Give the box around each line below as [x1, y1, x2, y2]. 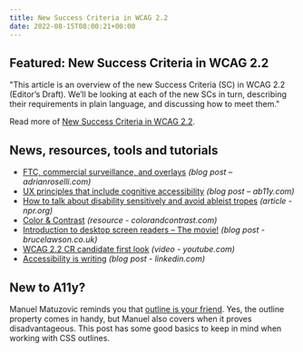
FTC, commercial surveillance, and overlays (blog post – [22, 167, 233, 178]
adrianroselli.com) [22, 176, 92, 187]
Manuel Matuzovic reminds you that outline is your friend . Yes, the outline [9, 303, 285, 314]
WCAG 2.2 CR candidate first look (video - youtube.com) [22, 244, 236, 255]
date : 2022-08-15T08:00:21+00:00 [9, 22, 136, 31]
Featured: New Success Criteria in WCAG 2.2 [9, 55, 269, 71]
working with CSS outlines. [9, 332, 111, 343]
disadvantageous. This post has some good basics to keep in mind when [9, 323, 282, 334]
